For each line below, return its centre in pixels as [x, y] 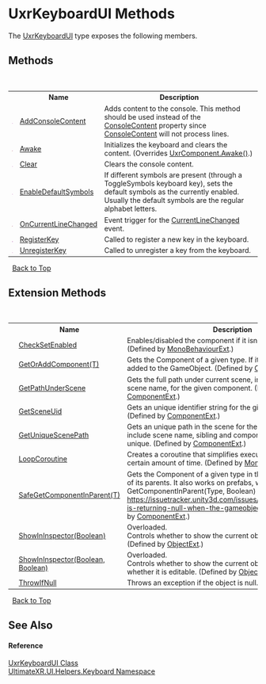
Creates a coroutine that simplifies [182, 455]
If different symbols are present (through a [173, 175]
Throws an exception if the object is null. [192, 583]
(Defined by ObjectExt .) [165, 544]
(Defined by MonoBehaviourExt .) [180, 349]
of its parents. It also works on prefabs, [190, 482]
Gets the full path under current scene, [190, 379]
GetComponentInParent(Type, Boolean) [191, 491]
